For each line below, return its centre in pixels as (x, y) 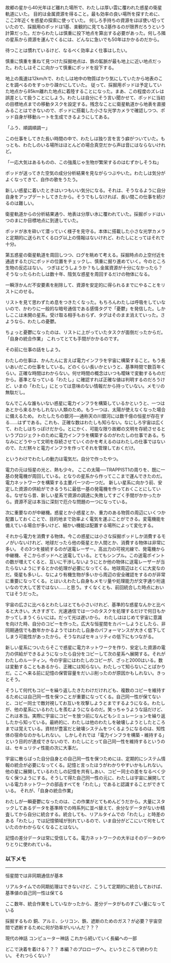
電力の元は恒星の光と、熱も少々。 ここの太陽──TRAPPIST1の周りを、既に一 (85, 470)
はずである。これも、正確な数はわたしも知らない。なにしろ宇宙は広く (91, 422)
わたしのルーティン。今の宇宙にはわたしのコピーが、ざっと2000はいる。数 (84, 660)
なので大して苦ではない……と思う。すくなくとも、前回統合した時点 (80, 587)
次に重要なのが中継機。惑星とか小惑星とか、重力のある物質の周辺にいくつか (85, 512)
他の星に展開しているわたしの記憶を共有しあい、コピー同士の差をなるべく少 (85, 771)
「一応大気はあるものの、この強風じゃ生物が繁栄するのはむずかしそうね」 (83, 162)
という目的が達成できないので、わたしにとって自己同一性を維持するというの (85, 741)
